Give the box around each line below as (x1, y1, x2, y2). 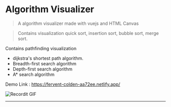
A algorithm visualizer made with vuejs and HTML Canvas (17, 20, 139, 26)
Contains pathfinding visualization (5, 45, 77, 51)
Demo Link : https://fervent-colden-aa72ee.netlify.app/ (5, 81, 121, 87)
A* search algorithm (12, 71, 55, 77)
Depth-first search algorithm (12, 66, 73, 72)
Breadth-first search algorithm (12, 60, 76, 66)
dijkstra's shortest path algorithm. (12, 55, 84, 61)
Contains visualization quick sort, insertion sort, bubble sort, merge (17, 30, 159, 36)
